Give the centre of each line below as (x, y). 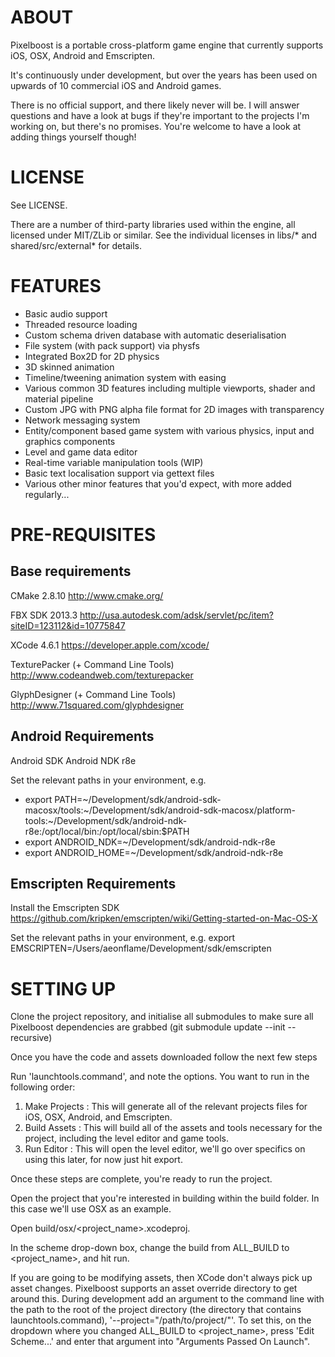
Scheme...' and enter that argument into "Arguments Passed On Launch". (160, 1342)
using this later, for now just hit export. (103, 1160)
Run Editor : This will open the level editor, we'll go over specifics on (165, 1149)
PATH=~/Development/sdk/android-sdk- (138, 799)
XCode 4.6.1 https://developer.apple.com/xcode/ (110, 645)
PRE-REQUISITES (83, 535)
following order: (43, 1087)
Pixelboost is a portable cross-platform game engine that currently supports (167, 45)
